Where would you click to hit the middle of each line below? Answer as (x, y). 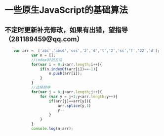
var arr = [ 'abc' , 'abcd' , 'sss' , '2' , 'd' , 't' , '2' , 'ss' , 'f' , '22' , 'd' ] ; (87, 51)
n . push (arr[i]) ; (65, 74)
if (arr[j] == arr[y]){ (70, 101)
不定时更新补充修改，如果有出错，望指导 (66, 30)
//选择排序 (41, 87)
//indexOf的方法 (47, 60)
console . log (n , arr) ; (52, 129)
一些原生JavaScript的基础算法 (66, 10)
